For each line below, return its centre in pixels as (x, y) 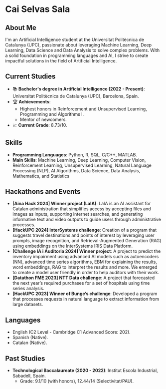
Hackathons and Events (43, 192)
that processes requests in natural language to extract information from (86, 299)
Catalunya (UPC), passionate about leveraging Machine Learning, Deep (79, 45)
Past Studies (25, 358)
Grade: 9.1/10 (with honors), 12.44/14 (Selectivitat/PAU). (77, 381)
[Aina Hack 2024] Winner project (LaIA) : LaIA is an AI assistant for (82, 204)
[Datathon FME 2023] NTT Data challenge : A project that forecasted (83, 278)
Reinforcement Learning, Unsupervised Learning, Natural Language (82, 165)
